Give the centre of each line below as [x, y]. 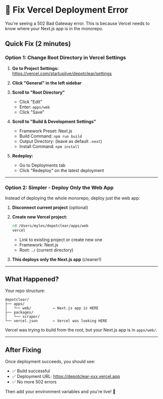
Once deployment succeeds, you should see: [50, 362]
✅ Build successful [31, 371]
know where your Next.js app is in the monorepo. [54, 28]
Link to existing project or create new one [61, 240]
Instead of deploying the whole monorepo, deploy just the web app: [73, 198]
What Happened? [32, 279]
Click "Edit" [31, 102]
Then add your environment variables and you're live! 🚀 [60, 392]
